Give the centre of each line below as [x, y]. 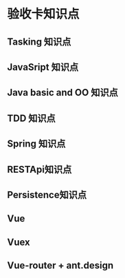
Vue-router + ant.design [60, 266]
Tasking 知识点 [39, 42]
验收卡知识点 [44, 14]
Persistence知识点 [47, 194]
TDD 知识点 [32, 118]
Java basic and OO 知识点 [62, 93]
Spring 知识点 [36, 144]
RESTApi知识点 [39, 169]
